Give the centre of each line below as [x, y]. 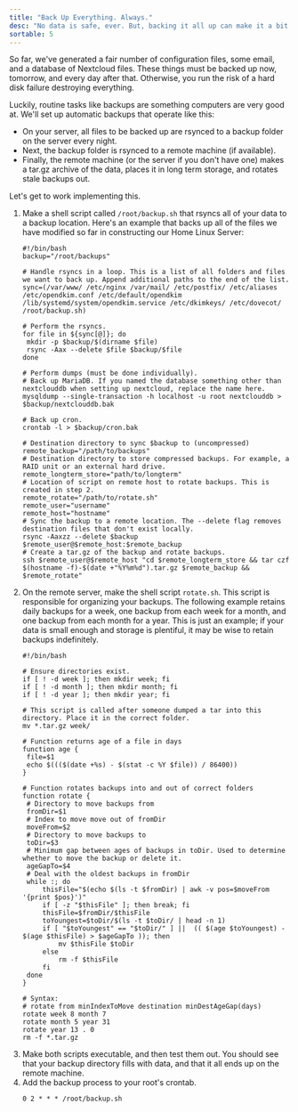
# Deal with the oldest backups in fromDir [108, 874]
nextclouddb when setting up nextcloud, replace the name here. [144, 389]
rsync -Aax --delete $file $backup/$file [104, 350]
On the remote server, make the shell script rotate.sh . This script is [146, 592]
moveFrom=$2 [48, 828]
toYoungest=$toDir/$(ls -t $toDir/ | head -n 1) [134, 921]
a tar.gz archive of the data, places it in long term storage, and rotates [150, 169]
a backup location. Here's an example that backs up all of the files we [149, 223]
